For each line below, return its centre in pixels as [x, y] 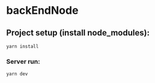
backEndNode [42, 11]
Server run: [23, 61]
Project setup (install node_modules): [78, 33]
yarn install [23, 46]
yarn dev [17, 74]
